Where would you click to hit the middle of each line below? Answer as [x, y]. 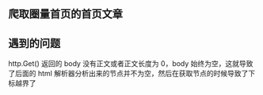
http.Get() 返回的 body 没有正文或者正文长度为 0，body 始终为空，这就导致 [131, 64]
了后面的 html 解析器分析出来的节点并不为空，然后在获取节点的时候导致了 [128, 74]
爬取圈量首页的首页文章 [65, 14]
